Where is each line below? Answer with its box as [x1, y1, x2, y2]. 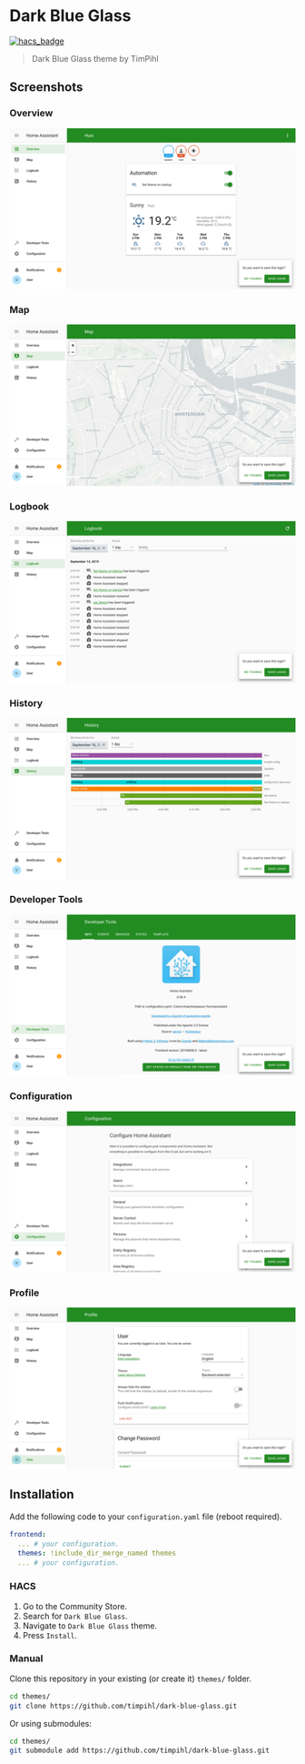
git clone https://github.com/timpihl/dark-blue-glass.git [9, 1701, 238, 1710]
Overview [9, 106, 54, 119]
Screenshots [9, 79, 84, 96]
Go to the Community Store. [22, 1600, 128, 1611]
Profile [9, 1286, 40, 1299]
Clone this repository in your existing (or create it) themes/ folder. [9, 1673, 252, 1684]
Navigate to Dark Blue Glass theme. [22, 1620, 157, 1631]
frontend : [9, 1529, 47, 1538]
